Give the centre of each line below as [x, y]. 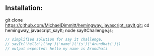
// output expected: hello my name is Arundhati [56, 49]
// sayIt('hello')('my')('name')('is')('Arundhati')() [63, 44]
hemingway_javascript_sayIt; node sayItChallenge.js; [59, 30]
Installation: [24, 8]
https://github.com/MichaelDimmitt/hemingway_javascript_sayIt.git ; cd [77, 25]
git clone [14, 20]
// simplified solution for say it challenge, [54, 39]
